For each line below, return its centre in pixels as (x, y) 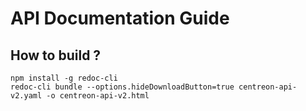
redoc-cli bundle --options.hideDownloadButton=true (122, 87)
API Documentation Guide (120, 18)
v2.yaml (26, 96)
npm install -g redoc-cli (64, 78)
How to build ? (56, 55)
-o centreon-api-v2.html (98, 96)
